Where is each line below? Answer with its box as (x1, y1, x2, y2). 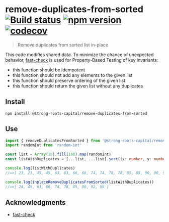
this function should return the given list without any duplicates (12, 82, 143, 89)
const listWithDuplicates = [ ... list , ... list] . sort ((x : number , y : (5, 157, 152, 162)
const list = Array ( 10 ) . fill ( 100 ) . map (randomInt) (5, 152, 112, 157)
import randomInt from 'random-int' (5, 143, 82, 148)
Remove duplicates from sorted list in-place (17, 41, 108, 48)
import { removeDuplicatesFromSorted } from (5, 138, 100, 143)
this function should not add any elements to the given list (12, 72, 133, 78)
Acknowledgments (5, 198, 66, 207)
